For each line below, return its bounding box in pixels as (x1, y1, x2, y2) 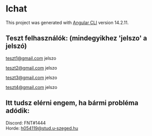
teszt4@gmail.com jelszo (5, 84, 58, 90)
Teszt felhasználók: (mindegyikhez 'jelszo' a (5, 34, 148, 42)
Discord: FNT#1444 (5, 119, 46, 125)
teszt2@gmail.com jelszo (5, 64, 57, 70)
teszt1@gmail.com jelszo (5, 55, 56, 61)
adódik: (5, 106, 30, 115)
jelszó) (5, 42, 27, 50)
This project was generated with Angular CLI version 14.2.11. (5, 19, 129, 25)
